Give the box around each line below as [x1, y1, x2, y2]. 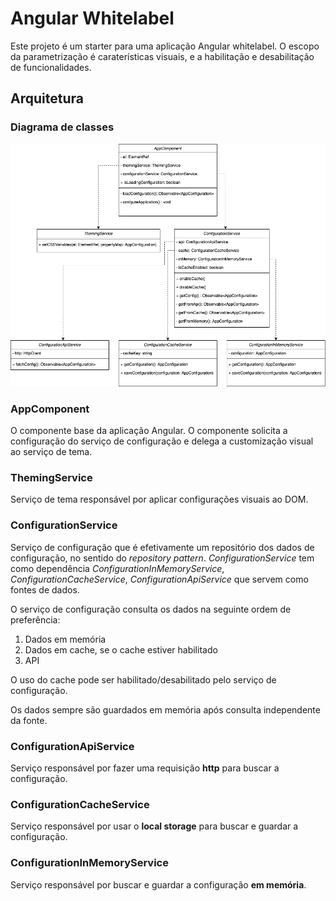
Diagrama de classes [10, 120, 115, 134]
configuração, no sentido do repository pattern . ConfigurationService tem [10, 552, 315, 564]
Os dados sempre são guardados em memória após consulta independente [10, 703, 321, 716]
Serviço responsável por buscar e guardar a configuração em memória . [10, 878, 307, 891]
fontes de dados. [10, 583, 80, 596]
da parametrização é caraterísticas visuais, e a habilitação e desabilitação [10, 50, 315, 62]
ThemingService [10, 471, 93, 485]
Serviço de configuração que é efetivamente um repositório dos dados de [10, 541, 315, 553]
